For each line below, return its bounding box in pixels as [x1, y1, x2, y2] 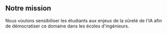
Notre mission [5, 4, 51, 13]
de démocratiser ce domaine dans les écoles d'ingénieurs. [5, 23, 129, 29]
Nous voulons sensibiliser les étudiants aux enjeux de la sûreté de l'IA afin [5, 17, 162, 23]
